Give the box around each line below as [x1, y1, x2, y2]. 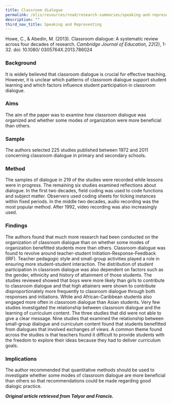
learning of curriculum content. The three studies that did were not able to [5, 310, 162, 316]
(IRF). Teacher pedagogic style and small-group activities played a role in [5, 255, 160, 261]
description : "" [5, 17, 40, 22]
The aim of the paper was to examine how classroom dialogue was [5, 111, 146, 118]
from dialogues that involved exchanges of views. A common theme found [5, 326, 162, 332]
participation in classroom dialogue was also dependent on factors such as [5, 266, 164, 273]
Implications [5, 355, 37, 362]
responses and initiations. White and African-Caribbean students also [5, 294, 152, 300]
